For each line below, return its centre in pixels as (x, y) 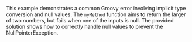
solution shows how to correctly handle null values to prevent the (85, 26)
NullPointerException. (32, 33)
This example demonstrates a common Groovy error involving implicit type (96, 8)
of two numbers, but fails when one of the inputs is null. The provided (90, 20)
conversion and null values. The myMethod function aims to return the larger (96, 14)
